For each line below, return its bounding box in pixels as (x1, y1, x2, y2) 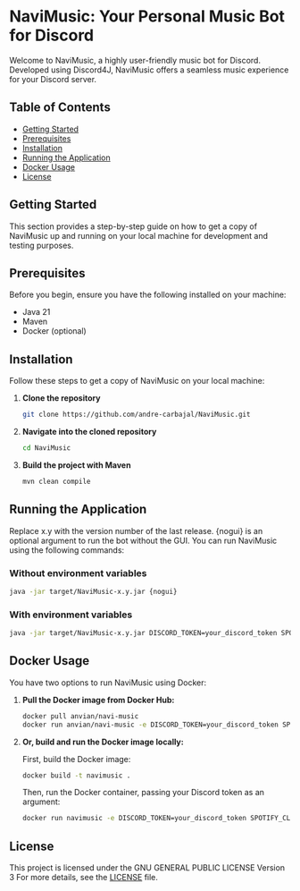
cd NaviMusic (21, 444, 71, 453)
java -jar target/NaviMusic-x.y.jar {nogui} (9, 587, 178, 596)
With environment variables (9, 608, 133, 621)
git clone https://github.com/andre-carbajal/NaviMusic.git (21, 410, 251, 420)
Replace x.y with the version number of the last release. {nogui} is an (9, 525, 263, 536)
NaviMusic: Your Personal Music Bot (9, 6, 286, 27)
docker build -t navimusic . (21, 771, 131, 780)
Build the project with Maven (21, 459, 131, 471)
